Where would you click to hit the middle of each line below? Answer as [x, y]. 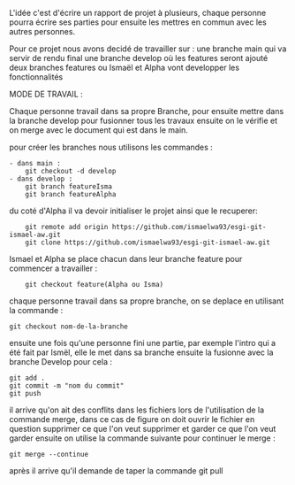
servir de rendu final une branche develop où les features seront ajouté [139, 58]
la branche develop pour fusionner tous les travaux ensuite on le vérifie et [144, 120]
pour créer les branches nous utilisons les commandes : [111, 147]
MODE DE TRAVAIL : [46, 94]
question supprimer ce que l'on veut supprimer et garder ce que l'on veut [143, 429]
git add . [27, 378]
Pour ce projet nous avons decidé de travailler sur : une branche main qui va [148, 49]
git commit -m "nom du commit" [67, 386]
